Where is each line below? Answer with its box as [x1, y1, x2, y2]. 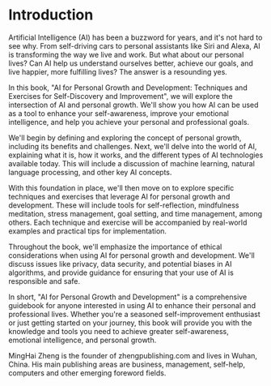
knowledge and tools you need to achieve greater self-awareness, [8, 326, 229, 336]
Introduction [8, 6, 94, 24]
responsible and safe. [8, 276, 81, 285]
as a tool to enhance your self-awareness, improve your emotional [8, 108, 229, 118]
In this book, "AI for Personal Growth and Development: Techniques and [8, 83, 248, 92]
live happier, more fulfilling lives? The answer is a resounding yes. [8, 66, 228, 76]
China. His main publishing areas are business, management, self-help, [8, 359, 245, 369]
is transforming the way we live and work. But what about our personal [8, 49, 244, 59]
